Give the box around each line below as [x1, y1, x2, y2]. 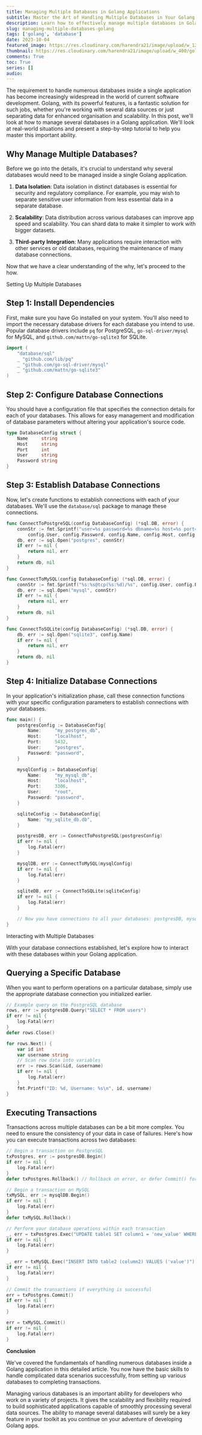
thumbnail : [6, 48, 34, 54]
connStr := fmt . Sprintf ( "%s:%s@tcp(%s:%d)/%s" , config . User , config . [17, 582, 195, 588]
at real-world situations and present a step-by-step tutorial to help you [6, 125, 181, 132]
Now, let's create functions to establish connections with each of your [6, 496, 180, 503]
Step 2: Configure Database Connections [6, 389, 164, 400]
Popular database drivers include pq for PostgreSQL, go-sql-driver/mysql [6, 327, 189, 334]
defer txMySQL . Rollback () [6, 1214, 71, 1221]
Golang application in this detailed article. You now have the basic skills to [6, 1365, 189, 1372]
